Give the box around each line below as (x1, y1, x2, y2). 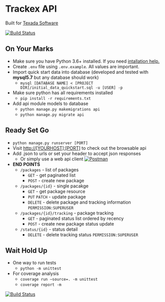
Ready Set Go (5, 126, 49, 135)
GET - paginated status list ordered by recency (27, 215, 124, 222)
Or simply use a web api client (20, 156, 84, 162)
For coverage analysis (12, 270, 59, 277)
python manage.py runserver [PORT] (12, 141, 88, 146)
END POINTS (12, 161, 41, 167)
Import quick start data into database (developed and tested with (12, 69, 149, 75)
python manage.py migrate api (20, 112, 85, 117)
